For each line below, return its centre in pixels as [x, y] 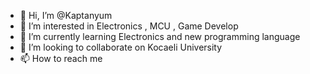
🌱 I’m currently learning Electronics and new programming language [160, 36]
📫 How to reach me [61, 58]
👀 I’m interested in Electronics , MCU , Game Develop [129, 26]
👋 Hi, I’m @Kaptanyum [66, 15]
